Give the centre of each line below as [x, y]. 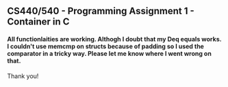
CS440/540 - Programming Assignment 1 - [101, 11]
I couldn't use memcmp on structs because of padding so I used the [105, 46]
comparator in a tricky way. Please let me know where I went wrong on [110, 53]
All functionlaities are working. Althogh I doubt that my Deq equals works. [114, 39]
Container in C [38, 22]
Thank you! [23, 76]
